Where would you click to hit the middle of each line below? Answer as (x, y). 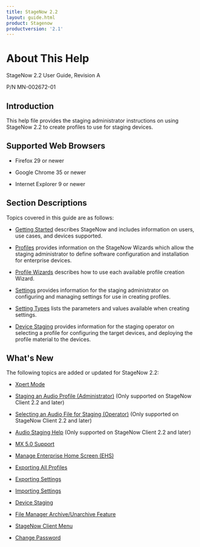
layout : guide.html (31, 18)
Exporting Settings (38, 479)
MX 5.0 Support (35, 444)
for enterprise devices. (43, 260)
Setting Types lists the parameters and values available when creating (102, 308)
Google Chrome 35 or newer (50, 172)
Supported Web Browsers (56, 146)
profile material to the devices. (53, 339)
